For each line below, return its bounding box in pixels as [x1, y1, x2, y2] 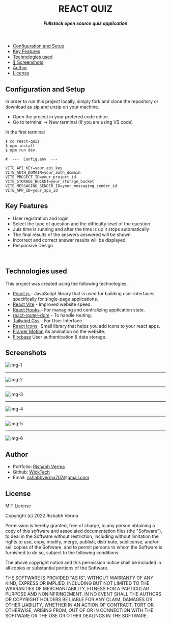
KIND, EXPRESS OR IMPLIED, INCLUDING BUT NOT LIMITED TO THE [5, 580, 150, 586]
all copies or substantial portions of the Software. [5, 565, 108, 571]
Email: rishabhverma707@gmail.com [12, 475, 90, 481]
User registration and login [12, 215, 69, 221]
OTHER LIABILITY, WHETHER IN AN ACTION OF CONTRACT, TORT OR [5, 602, 154, 608]
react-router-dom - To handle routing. [12, 312, 93, 318]
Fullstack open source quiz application [43, 20, 128, 26]
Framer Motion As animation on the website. [12, 328, 106, 334]
